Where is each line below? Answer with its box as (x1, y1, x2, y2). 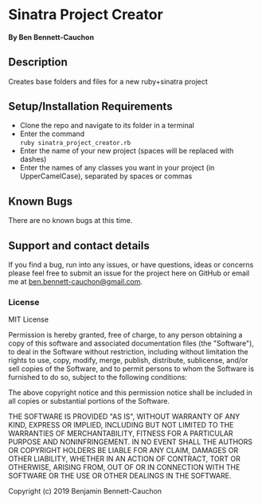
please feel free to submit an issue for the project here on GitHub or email (8, 268, 250, 278)
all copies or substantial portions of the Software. (8, 397, 170, 406)
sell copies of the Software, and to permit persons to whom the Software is (8, 364, 255, 373)
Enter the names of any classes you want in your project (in (19, 163, 215, 173)
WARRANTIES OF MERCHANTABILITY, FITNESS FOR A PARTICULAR (8, 428, 233, 439)
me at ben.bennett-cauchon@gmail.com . (8, 277, 143, 287)
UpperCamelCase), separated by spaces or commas (19, 171, 193, 181)
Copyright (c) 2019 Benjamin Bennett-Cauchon (8, 486, 162, 496)
